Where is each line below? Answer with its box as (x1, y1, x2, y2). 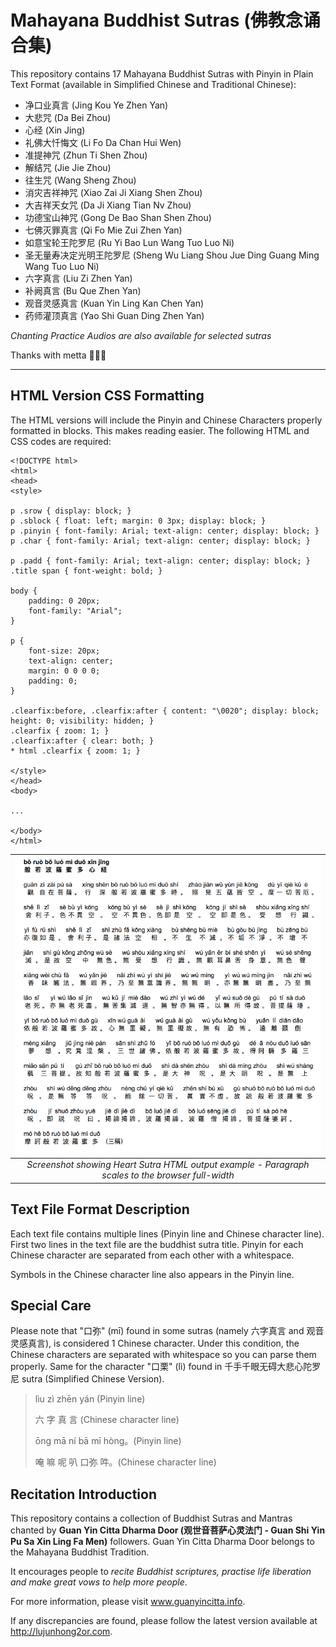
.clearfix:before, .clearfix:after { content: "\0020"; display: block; (10, 706, 320, 716)
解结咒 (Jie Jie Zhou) (24, 161, 112, 173)
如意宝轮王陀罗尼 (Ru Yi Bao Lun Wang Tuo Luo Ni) (24, 236, 235, 248)
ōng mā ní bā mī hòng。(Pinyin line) (34, 1435, 182, 1447)
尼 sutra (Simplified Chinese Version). (10, 1373, 165, 1385)
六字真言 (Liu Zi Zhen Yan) (24, 272, 133, 284)
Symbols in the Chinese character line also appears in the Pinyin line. (10, 1268, 295, 1280)
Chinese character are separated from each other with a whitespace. (10, 1249, 295, 1261)
